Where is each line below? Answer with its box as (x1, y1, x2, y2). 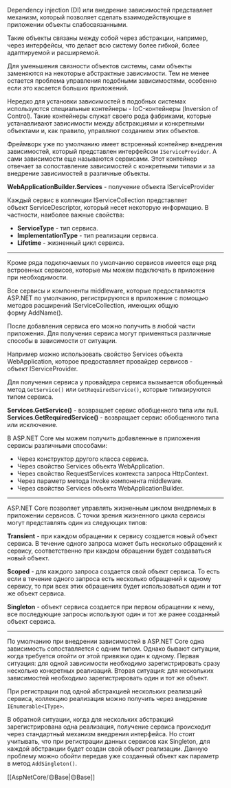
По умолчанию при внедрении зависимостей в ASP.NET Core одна (7, 638, 205, 645)
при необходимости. (7, 273, 68, 282)
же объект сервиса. (7, 589, 67, 598)
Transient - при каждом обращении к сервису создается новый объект (7, 532, 218, 540)
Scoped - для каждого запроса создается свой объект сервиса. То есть (7, 567, 220, 575)
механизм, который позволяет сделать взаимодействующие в (7, 13, 192, 21)
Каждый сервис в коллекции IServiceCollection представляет (7, 196, 188, 204)
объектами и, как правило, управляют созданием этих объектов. (7, 127, 200, 135)
